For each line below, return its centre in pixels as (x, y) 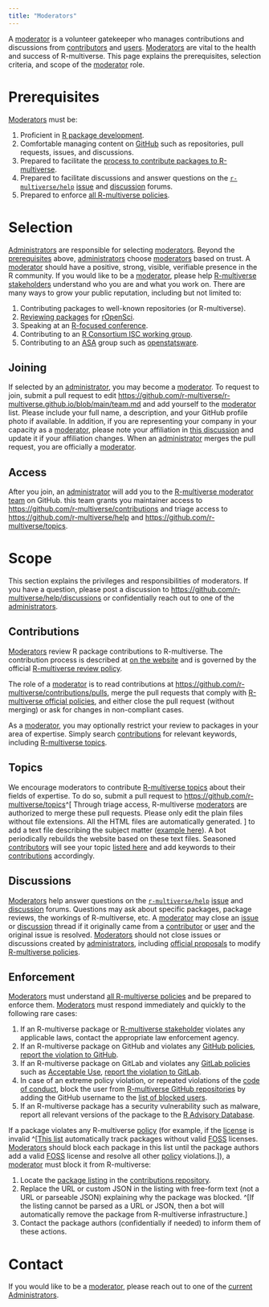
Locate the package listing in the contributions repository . (115, 1180)
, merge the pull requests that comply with (177, 692)
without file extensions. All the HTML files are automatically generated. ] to (132, 821)
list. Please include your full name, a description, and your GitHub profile (128, 413)
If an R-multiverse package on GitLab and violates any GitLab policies (135, 1064)
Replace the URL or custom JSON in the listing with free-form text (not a (139, 1189)
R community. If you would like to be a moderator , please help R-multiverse (132, 276)
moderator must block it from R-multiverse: (79, 1164)
